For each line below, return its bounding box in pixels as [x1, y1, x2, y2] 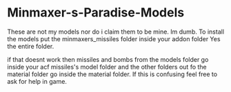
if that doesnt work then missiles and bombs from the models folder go [7, 55, 209, 63]
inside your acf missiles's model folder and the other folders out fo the [7, 62, 207, 71]
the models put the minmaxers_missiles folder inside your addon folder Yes [7, 34, 221, 43]
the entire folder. [7, 42, 54, 50]
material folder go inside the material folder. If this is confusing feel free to [7, 70, 218, 78]
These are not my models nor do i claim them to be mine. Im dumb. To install [7, 27, 225, 36]
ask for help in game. [7, 77, 68, 85]
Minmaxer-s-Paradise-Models [7, 5, 185, 21]
